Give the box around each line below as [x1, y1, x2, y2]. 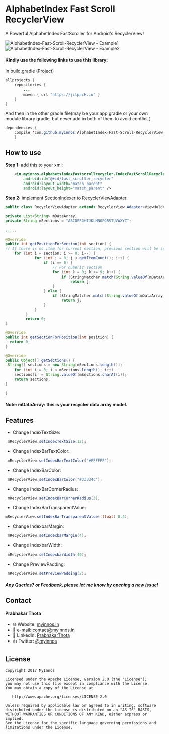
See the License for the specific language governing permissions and [5, 720, 156, 725]
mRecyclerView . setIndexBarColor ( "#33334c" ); [7, 477, 102, 482]
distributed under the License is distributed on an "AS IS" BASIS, [5, 707, 152, 712]
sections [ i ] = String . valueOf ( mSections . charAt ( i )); [14, 372, 127, 377]
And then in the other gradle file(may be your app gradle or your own [5, 110, 148, 116]
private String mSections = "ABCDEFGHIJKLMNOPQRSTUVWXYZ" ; [5, 218, 132, 224]
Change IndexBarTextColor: [12, 448, 70, 454]
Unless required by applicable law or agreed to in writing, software [5, 703, 156, 708]
